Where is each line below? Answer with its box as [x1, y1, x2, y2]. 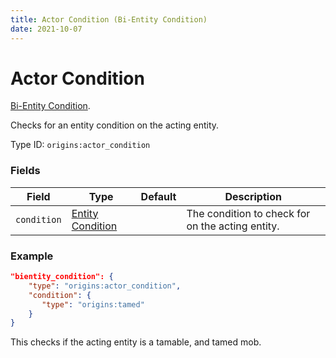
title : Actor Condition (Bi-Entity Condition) [10, 14, 208, 25]
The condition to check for [186, 206, 311, 220]
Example [10, 249, 54, 263]
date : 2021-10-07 [10, 24, 83, 34]
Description [224, 189, 282, 203]
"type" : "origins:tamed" [41, 299, 145, 310]
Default [140, 189, 177, 203]
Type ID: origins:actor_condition [10, 139, 151, 151]
